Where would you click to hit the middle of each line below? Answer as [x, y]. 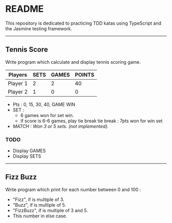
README [25, 9]
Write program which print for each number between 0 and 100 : [73, 189]
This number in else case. [40, 216]
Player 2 [18, 91]
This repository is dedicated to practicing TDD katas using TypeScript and [83, 23]
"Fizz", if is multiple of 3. [39, 199]
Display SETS [27, 156]
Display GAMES [29, 151]
